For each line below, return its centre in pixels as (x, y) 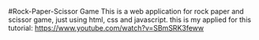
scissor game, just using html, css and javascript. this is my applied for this (129, 20)
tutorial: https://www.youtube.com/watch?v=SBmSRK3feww (106, 28)
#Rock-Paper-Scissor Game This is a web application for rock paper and (126, 11)
